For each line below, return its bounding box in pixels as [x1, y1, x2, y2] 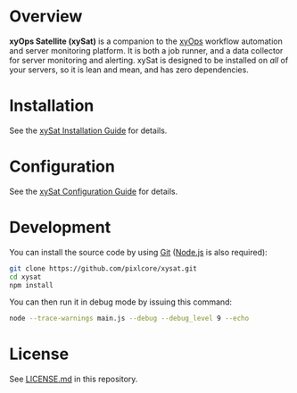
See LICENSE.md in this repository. [9, 373, 138, 385]
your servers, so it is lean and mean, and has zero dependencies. [9, 64, 250, 75]
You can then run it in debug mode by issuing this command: [9, 297, 233, 307]
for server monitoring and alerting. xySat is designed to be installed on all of [9, 54, 289, 65]
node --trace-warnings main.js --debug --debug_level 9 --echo [9, 314, 250, 323]
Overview [9, 6, 83, 27]
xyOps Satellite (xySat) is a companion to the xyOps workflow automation [9, 36, 283, 46]
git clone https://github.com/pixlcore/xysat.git [9, 263, 198, 273]
